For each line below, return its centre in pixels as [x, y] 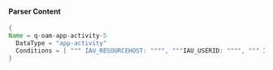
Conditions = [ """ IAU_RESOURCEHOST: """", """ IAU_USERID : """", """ [138, 51]
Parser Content [35, 11]
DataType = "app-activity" [61, 43]
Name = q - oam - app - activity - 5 [58, 36]
